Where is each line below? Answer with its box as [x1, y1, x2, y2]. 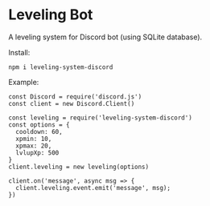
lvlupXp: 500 [15, 148, 60, 157]
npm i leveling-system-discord [8, 63, 113, 71]
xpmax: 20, [15, 142, 52, 150]
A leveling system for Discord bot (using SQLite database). [8, 32, 203, 42]
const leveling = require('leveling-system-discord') [8, 114, 193, 122]
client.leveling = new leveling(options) [8, 163, 150, 171]
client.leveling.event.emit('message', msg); [15, 184, 171, 192]
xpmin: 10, [15, 135, 52, 143]
